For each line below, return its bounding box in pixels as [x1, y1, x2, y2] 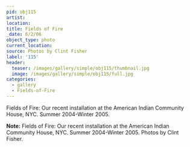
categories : [6, 76, 36, 82]
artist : [6, 15, 26, 21]
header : [6, 59, 26, 65]
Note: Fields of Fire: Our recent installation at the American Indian [6, 122, 170, 129]
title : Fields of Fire [6, 25, 63, 32]
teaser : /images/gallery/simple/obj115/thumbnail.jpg [11, 65, 150, 71]
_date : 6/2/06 [6, 31, 42, 38]
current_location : [6, 43, 52, 49]
